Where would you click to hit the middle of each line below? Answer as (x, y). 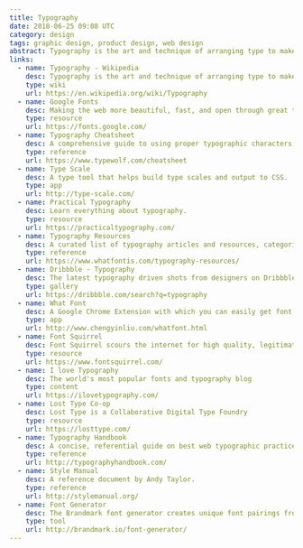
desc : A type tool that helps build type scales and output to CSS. (157, 177)
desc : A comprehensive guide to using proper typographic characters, (161, 144)
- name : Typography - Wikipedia (78, 69)
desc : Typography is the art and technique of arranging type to (151, 77)
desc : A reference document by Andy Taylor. (110, 479)
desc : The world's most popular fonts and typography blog (139, 379)
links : (22, 60)
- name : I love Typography (68, 370)
